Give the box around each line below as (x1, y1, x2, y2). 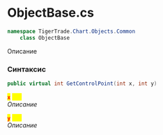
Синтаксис (7, 64, 47, 74)
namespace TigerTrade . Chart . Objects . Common (7, 28, 136, 35)
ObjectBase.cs (7, 5, 94, 21)
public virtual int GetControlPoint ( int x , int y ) (7, 80, 157, 87)
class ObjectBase (20, 34, 70, 41)
